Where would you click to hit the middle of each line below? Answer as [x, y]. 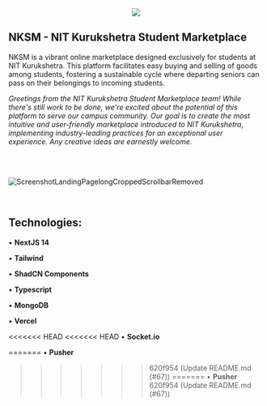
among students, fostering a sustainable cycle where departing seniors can [134, 74]
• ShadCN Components [49, 274]
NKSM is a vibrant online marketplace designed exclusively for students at [132, 57]
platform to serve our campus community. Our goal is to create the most [129, 115]
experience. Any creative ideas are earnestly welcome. [100, 141]
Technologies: [45, 223]
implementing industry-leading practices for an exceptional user [116, 133]
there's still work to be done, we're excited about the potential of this [123, 107]
